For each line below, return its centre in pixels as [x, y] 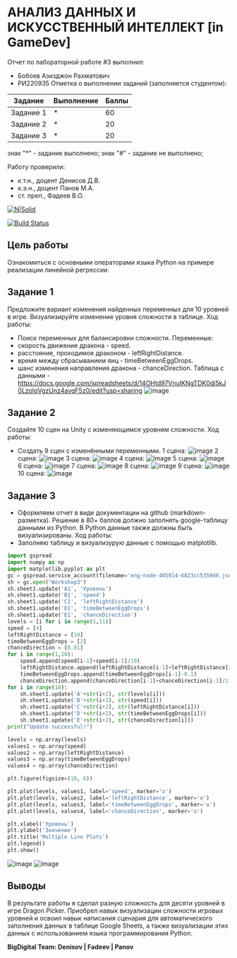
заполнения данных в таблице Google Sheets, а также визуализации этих [118, 925]
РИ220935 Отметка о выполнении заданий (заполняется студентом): [122, 83]
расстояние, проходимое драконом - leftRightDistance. [101, 353]
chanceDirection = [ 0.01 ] [45, 648]
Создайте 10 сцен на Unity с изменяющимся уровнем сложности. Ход [113, 429]
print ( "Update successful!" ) [50, 727]
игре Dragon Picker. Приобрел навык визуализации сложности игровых [115, 911]
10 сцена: [31, 473]
